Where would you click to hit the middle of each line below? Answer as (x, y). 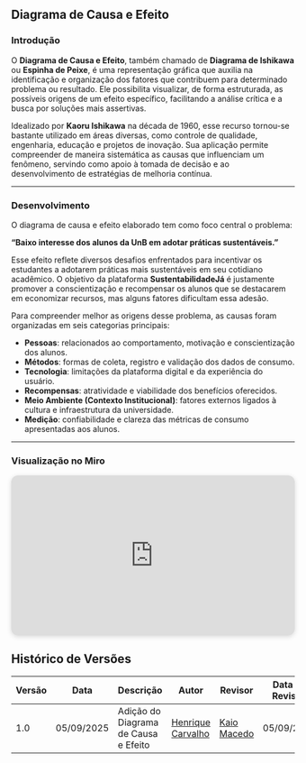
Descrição (140, 690)
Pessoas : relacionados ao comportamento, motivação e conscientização (159, 343)
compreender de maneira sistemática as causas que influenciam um (138, 154)
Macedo (237, 733)
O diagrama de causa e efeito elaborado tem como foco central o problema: (152, 225)
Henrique (191, 722)
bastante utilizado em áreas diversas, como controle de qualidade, (135, 135)
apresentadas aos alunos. (72, 428)
